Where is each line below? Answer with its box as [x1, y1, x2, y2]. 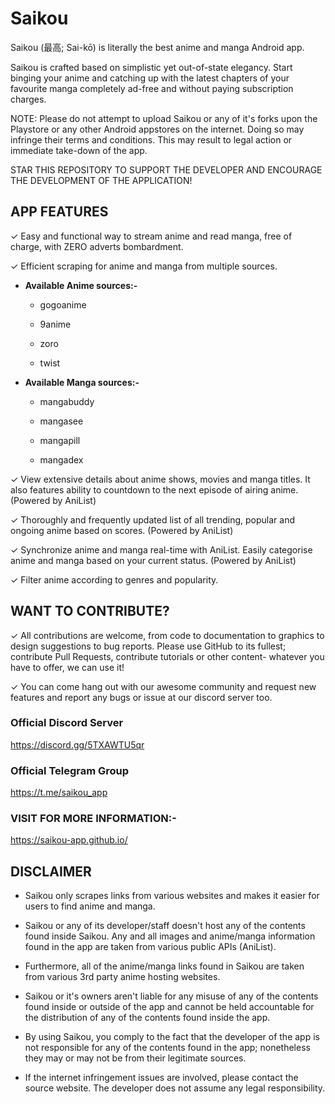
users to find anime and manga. [24, 900, 156, 912]
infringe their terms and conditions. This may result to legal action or [10, 133, 293, 146]
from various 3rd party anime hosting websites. [24, 971, 221, 983]
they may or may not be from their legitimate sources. [24, 1052, 247, 1064]
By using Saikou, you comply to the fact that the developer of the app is [24, 1031, 320, 1043]
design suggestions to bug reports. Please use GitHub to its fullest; [10, 640, 287, 652]
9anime [39, 318, 72, 330]
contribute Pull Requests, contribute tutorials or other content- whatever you [10, 650, 325, 662]
